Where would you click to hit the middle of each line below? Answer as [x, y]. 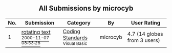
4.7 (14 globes [145, 34]
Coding [72, 31]
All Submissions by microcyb [86, 8]
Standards [75, 38]
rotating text [36, 32]
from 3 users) [144, 40]
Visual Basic [75, 43]
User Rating [146, 22]
